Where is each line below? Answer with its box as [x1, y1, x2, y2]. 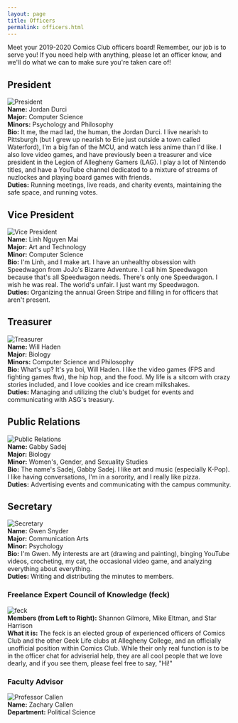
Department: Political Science [7, 708, 96, 717]
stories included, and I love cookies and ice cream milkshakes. [7, 380, 190, 388]
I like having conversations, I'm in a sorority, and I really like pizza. [7, 472, 201, 481]
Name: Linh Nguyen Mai [7, 235, 79, 244]
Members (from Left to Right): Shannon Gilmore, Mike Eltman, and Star [7, 614, 217, 622]
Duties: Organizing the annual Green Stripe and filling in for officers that [7, 288, 219, 296]
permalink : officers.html [7, 23, 84, 31]
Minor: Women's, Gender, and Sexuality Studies [7, 457, 148, 466]
